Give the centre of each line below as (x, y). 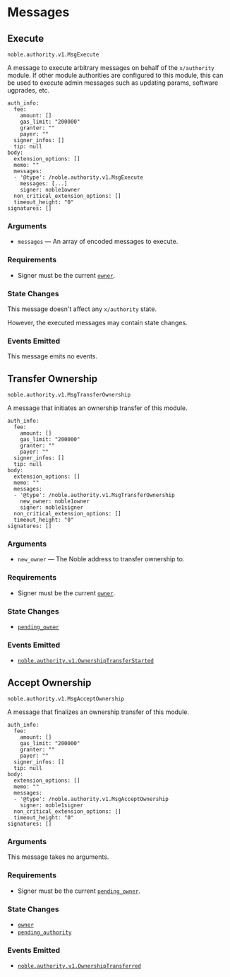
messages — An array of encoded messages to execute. (98, 242)
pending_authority (44, 932)
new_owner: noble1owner (55, 501)
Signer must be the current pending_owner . (79, 891)
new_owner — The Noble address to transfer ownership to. (101, 559)
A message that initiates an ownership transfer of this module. (98, 408)
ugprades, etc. (29, 90)
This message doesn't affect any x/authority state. (82, 309)
